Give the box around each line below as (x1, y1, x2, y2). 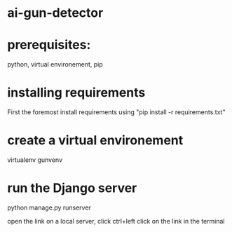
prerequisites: (7, 37, 91, 53)
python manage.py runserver (7, 203, 91, 212)
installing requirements (7, 85, 146, 101)
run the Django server (7, 180, 137, 196)
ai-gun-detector (7, 5, 104, 21)
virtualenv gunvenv (7, 156, 63, 164)
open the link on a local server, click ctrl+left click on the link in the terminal (7, 217, 226, 225)
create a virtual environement (7, 132, 184, 149)
